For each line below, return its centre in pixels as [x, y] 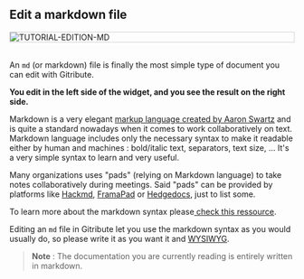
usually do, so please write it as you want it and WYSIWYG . [119, 238]
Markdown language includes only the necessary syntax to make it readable [152, 138]
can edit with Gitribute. [52, 74]
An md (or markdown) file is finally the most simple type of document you [145, 65]
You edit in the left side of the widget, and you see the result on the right [147, 92]
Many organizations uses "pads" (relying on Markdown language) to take [146, 174]
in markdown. [57, 265]
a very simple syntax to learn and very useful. [95, 157]
